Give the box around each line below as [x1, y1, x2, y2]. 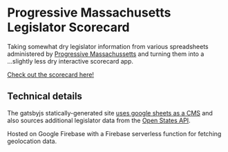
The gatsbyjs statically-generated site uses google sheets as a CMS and [7, 108, 213, 117]
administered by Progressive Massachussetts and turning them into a [7, 50, 205, 58]
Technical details [7, 91, 83, 102]
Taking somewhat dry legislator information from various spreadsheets [7, 42, 209, 50]
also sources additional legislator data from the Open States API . [7, 116, 191, 124]
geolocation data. [7, 137, 57, 145]
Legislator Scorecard [7, 19, 130, 35]
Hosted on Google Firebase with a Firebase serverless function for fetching [7, 129, 222, 137]
